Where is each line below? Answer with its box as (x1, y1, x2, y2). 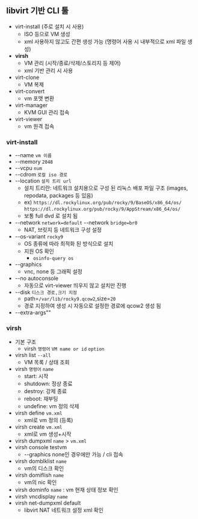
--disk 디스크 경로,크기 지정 (14, 288, 77, 296)
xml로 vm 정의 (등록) (23, 417, 73, 424)
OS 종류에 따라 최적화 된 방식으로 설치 (23, 240, 114, 247)
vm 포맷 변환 (23, 95, 55, 102)
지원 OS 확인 (23, 247, 54, 255)
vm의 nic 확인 (23, 479, 57, 486)
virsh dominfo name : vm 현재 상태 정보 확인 (14, 486, 119, 494)
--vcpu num (14, 164, 42, 172)
